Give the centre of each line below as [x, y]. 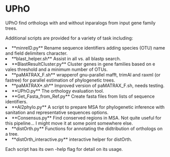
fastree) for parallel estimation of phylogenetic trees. [60, 80]
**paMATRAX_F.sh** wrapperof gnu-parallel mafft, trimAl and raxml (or [86, 74]
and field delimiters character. [36, 53]
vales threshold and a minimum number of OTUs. [57, 69]
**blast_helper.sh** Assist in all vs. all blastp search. [66, 58]
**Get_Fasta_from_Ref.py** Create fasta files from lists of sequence [83, 96]
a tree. [12, 134]
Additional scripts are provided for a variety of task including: [69, 38]
